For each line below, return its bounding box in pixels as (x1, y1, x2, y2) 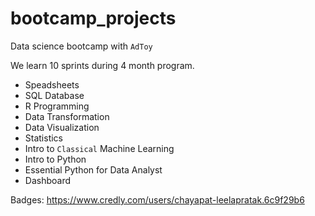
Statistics (24, 132, 64, 144)
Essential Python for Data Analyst (24, 163, 163, 176)
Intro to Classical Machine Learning (24, 142, 175, 154)
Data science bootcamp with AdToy (10, 40, 153, 52)
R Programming (24, 100, 90, 112)
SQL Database (24, 89, 85, 101)
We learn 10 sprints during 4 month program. (10, 59, 195, 71)
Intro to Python (24, 153, 87, 165)
